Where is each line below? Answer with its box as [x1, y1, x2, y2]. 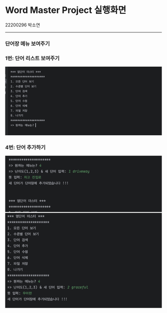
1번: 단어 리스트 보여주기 [5, 55, 60, 62]
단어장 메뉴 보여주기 [5, 40, 50, 47]
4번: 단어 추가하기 [5, 144, 46, 151]
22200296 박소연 [5, 22, 40, 28]
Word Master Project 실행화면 [5, 4, 127, 16]
